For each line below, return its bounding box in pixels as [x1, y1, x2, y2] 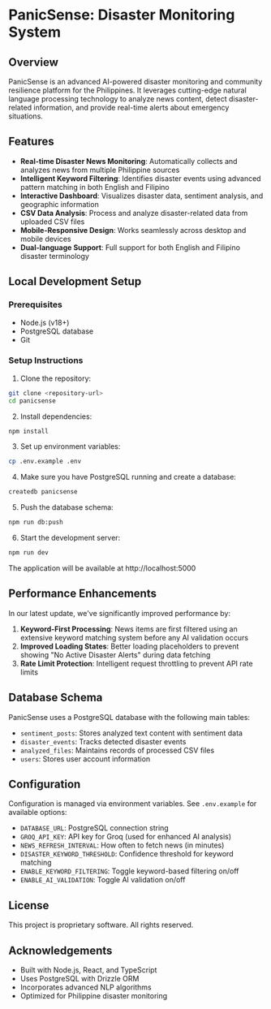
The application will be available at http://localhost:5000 [8, 563, 196, 573]
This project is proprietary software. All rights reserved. [8, 920, 194, 930]
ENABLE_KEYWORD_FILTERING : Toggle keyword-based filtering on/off [19, 866, 239, 876]
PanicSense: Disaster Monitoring [8, 6, 235, 24]
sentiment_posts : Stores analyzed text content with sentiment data [19, 728, 243, 738]
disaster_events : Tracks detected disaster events [19, 736, 187, 746]
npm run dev [8, 549, 49, 557]
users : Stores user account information [19, 753, 151, 764]
